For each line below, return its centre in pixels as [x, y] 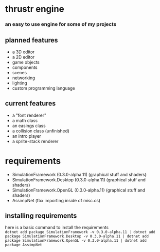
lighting [20, 83]
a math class [25, 120]
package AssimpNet [24, 245]
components [25, 67]
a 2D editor [23, 57]
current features [30, 104]
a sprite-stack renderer [35, 141]
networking [24, 78]
